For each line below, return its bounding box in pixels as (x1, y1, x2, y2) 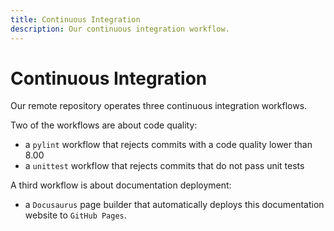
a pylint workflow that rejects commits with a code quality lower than (24, 139, 313, 151)
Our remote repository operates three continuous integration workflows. (10, 100, 308, 112)
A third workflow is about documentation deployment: (10, 179, 232, 191)
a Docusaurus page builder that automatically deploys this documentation (24, 199, 325, 211)
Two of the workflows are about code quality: (10, 119, 198, 131)
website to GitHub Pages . (24, 209, 127, 221)
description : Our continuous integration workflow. (10, 24, 230, 34)
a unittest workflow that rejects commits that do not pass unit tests (24, 160, 305, 172)
